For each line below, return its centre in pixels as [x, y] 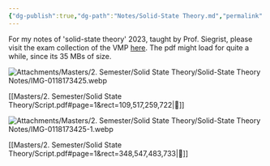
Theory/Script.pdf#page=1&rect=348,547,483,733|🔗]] [99, 153]
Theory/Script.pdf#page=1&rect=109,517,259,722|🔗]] [96, 104]
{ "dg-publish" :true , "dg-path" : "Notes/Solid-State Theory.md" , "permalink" [136, 16]
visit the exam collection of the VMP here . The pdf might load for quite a [129, 47]
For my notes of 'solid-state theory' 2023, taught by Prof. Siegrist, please [131, 39]
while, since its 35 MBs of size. [60, 56]
